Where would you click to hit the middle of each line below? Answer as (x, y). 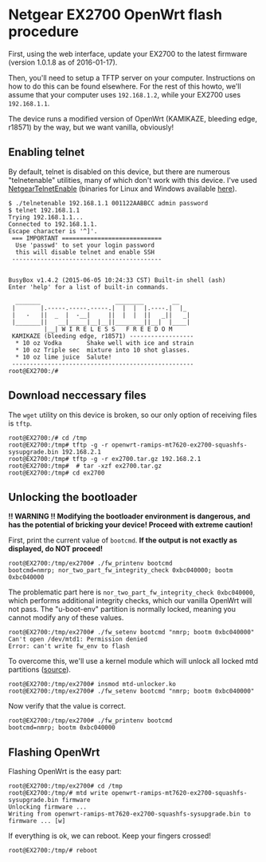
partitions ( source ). (40, 669)
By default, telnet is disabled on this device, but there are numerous (119, 171)
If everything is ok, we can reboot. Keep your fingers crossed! (110, 836)
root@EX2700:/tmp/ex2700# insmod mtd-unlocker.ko (92, 685)
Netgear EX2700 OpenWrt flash (115, 15)
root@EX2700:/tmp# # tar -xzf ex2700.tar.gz (85, 466)
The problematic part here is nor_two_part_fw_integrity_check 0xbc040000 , (132, 592)
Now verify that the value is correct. (67, 706)
